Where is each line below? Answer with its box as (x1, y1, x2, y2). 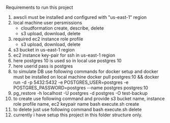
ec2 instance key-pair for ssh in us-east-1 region (13, 52, 116, 58)
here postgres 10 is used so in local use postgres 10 (13, 58, 122, 63)
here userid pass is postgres (13, 63, 73, 69)
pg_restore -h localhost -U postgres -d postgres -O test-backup (13, 90, 148, 96)
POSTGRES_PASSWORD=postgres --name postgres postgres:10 (13, 85, 148, 91)
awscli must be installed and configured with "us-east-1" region (13, 14, 147, 20)
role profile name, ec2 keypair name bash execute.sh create (13, 101, 139, 107)
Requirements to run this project (6, 5, 73, 10)
